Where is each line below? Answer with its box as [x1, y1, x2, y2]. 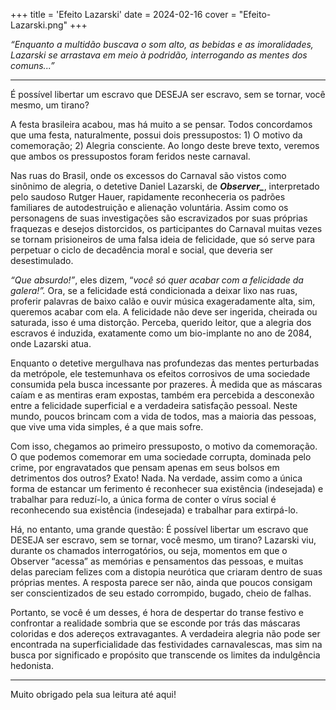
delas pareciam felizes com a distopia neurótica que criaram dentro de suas [10, 566, 323, 578]
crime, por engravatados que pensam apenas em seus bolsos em [10, 462, 280, 473]
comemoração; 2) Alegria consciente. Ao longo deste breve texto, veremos [10, 140, 320, 151]
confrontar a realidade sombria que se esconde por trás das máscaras [10, 617, 301, 629]
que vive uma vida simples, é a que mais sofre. [10, 421, 204, 433]
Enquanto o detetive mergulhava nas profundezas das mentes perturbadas [10, 357, 320, 369]
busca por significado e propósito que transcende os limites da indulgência [10, 649, 321, 661]
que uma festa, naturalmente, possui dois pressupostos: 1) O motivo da [10, 129, 303, 141]
